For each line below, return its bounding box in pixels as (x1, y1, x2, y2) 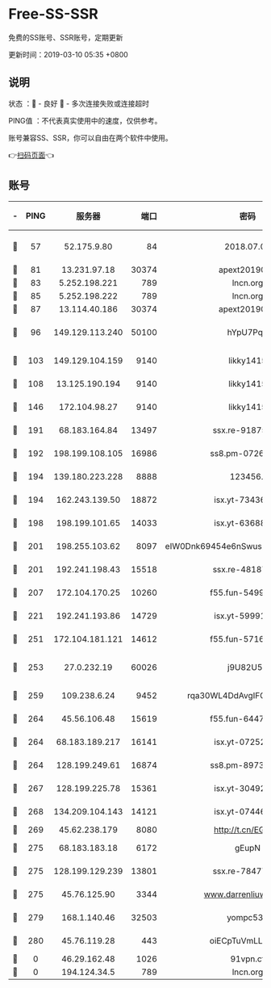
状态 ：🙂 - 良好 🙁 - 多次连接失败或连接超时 (8, 98, 149, 108)
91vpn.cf (230, 953, 265, 965)
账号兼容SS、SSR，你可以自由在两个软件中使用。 (8, 132, 173, 142)
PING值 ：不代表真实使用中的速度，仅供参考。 (8, 115, 162, 125)
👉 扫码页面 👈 (8, 150, 55, 160)
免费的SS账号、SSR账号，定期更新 (8, 32, 123, 42)
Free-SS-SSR (8, 5, 98, 23)
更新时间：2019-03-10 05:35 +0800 (8, 49, 129, 59)
